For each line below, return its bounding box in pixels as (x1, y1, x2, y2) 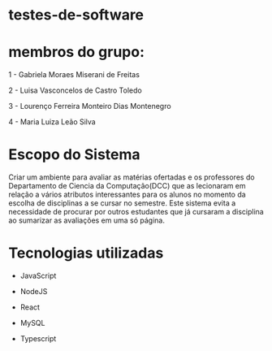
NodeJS (19, 287, 48, 296)
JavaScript (19, 271, 57, 280)
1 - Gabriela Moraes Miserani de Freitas (8, 70, 140, 80)
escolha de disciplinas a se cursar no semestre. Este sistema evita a (8, 198, 236, 208)
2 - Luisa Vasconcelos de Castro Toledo (8, 85, 142, 95)
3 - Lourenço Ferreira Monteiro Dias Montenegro (8, 102, 172, 111)
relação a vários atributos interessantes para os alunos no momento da (8, 189, 246, 200)
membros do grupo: (8, 43, 145, 62)
